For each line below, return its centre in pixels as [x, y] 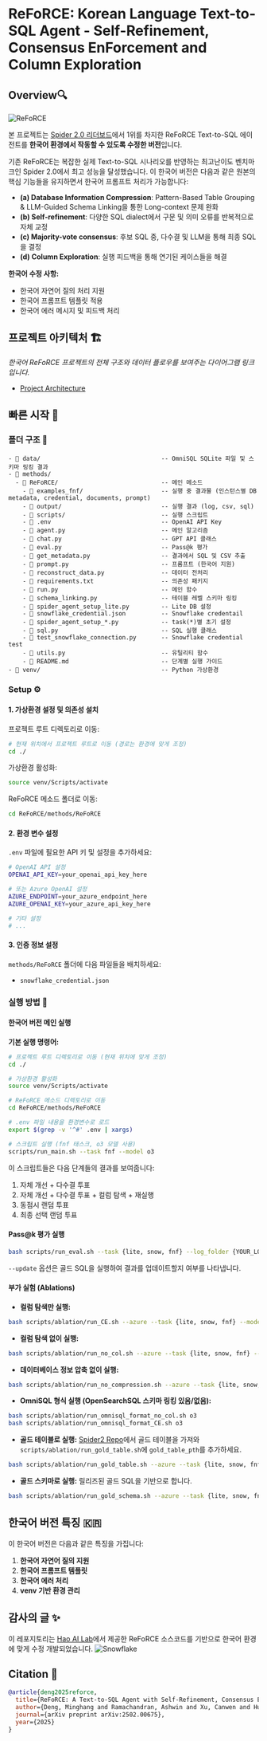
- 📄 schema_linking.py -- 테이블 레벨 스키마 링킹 [130, 598]
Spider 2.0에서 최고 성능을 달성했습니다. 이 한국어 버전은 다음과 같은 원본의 [139, 171]
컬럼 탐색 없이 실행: [49, 1338]
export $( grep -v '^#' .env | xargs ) [71, 1130]
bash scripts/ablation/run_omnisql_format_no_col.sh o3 [103, 1416]
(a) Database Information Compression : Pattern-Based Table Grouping [137, 197]
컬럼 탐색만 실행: [45, 1307]
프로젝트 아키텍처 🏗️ [55, 338]
